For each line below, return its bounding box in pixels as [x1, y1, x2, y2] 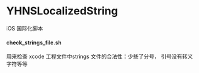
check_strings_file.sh [6, 39, 62, 46]
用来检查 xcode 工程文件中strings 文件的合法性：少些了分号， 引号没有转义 [6, 53, 194, 60]
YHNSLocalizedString [6, 4, 118, 18]
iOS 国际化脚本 [6, 25, 44, 32]
